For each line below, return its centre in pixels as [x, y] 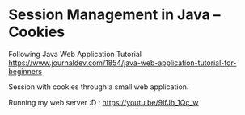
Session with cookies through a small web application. [99, 87]
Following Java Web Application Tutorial [75, 54]
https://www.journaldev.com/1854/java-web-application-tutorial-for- [122, 63]
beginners [25, 71]
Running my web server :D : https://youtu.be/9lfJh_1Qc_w [104, 102]
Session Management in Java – [114, 15]
